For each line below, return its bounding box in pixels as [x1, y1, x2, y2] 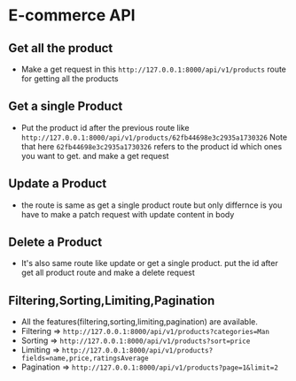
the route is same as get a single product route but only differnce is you [20, 200, 283, 210]
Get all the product [8, 41, 113, 56]
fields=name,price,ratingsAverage [20, 354, 149, 363]
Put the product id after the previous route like [20, 122, 190, 133]
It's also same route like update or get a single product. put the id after [20, 258, 278, 269]
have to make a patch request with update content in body [20, 209, 235, 219]
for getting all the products [20, 73, 119, 84]
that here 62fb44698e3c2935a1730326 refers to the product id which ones [20, 141, 283, 151]
